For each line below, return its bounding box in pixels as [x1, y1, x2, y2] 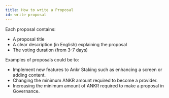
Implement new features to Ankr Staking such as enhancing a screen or [12, 67, 162, 73]
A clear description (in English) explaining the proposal [12, 41, 127, 47]
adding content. [12, 72, 46, 78]
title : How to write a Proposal [5, 7, 74, 13]
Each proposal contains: [5, 26, 56, 32]
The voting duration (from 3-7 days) [12, 47, 88, 53]
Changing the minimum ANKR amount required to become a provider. [12, 77, 158, 83]
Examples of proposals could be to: [5, 56, 80, 62]
